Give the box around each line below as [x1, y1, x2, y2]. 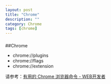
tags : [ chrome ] [5, 26, 38, 31]
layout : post [5, 7, 33, 13]
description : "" [5, 17, 40, 22]
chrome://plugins [12, 52, 49, 58]
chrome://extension [12, 63, 54, 69]
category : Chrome [5, 21, 42, 27]
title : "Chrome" [5, 12, 40, 17]
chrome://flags [12, 58, 44, 64]
